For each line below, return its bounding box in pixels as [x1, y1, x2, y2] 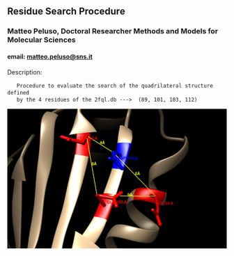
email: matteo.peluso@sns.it [7, 52, 93, 61]
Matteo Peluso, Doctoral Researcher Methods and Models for [7, 26, 218, 36]
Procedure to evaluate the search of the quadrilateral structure [16, 82, 214, 89]
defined [7, 89, 30, 96]
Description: [7, 67, 42, 76]
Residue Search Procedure [7, 6, 125, 17]
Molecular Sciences [7, 35, 76, 45]
